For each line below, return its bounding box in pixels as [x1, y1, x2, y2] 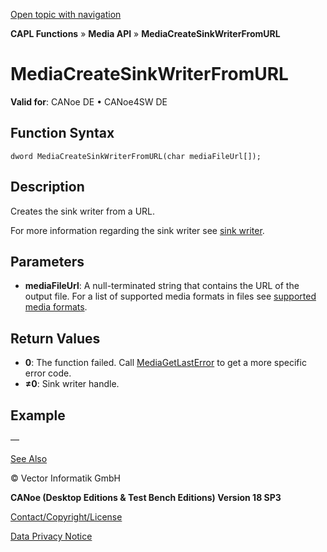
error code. [24, 367, 72, 379]
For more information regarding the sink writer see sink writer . [10, 224, 265, 236]
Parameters [10, 253, 85, 270]
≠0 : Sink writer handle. [24, 378, 120, 390]
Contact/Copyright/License [10, 511, 123, 523]
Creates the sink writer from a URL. [10, 205, 156, 217]
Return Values [10, 330, 101, 347]
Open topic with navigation [10, 9, 122, 20]
